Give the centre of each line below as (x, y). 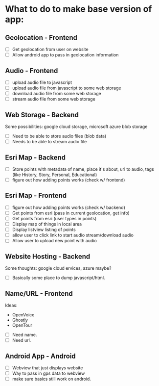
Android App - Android (40, 356)
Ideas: (11, 305)
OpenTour (22, 325)
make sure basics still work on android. (52, 379)
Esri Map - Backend (35, 157)
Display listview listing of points (44, 230)
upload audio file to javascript (42, 82)
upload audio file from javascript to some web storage (67, 88)
